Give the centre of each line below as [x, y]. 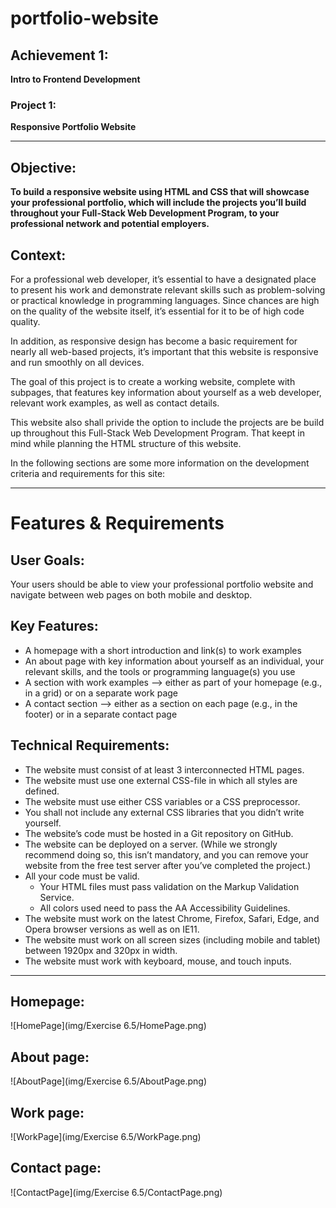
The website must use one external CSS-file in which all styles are [161, 780]
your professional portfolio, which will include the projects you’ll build [158, 203]
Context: [38, 255]
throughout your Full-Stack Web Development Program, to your [145, 213]
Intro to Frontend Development [75, 79]
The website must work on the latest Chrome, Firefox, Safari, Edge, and [172, 918]
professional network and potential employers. [110, 224]
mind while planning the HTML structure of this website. [126, 443]
